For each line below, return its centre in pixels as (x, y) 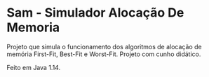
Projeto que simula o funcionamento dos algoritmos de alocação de (104, 46)
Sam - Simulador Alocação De (95, 13)
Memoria (33, 27)
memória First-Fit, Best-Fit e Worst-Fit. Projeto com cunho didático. (104, 54)
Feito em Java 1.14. (34, 67)
